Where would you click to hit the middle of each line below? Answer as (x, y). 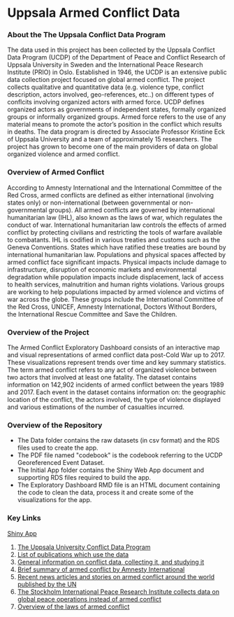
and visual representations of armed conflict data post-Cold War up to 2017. (116, 355)
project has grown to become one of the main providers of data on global (112, 147)
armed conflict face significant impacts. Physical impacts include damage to (117, 262)
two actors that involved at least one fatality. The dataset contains (102, 377)
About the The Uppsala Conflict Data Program (87, 35)
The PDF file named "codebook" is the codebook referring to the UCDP (120, 455)
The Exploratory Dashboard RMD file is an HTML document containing (119, 485)
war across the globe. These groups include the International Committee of (115, 299)
